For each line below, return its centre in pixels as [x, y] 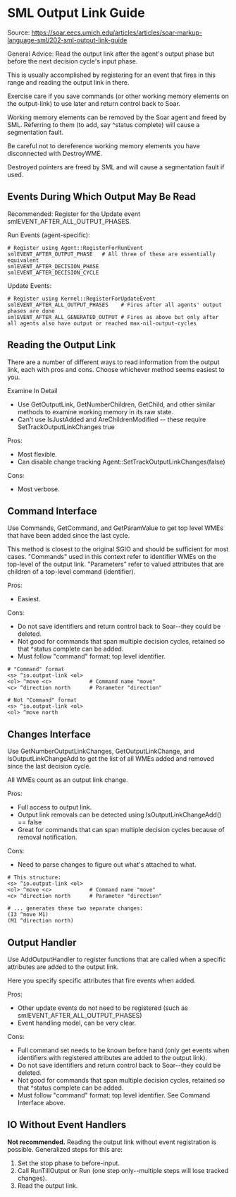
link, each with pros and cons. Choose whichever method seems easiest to [116, 369]
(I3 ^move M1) [28, 915]
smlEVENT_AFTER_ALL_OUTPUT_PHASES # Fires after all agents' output [114, 305]
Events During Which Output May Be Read [101, 197]
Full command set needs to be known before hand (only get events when [123, 1050]
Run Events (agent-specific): [49, 235]
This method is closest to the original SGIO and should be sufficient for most [118, 549]
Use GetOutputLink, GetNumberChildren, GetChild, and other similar [116, 404]
